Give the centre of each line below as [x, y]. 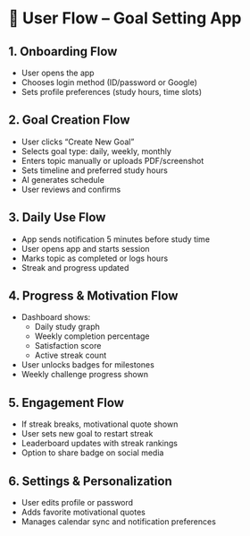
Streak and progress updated [75, 267]
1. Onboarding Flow [63, 52]
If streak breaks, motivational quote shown [100, 424]
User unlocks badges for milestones [88, 365]
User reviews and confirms [71, 189]
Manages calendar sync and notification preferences [118, 522]
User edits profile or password [77, 503]
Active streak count [71, 355]
